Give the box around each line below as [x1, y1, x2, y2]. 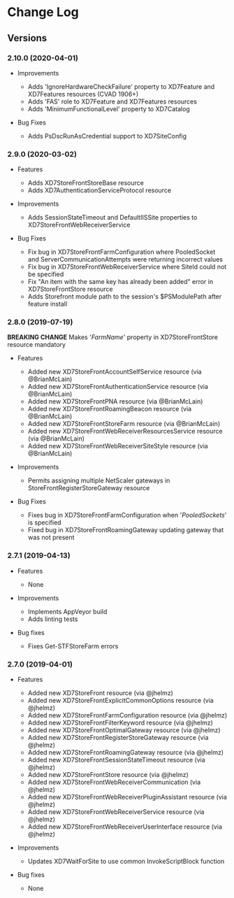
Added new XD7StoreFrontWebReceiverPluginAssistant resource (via [27, 793, 227, 801]
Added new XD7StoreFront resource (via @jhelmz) [27, 689, 173, 697]
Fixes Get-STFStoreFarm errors [27, 641, 119, 650]
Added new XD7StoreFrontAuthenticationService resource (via [27, 383, 208, 391]
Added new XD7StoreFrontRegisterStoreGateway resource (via [27, 734, 209, 742]
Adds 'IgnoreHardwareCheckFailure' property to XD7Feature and [27, 82, 215, 91]
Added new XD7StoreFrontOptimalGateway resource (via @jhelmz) [27, 726, 221, 734]
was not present [27, 533, 75, 542]
